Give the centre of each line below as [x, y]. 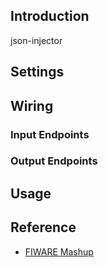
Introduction [50, 16]
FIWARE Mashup [59, 251]
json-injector [36, 40]
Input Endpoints [50, 134]
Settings [37, 72]
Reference [43, 227]
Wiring [32, 105]
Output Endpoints [54, 161]
